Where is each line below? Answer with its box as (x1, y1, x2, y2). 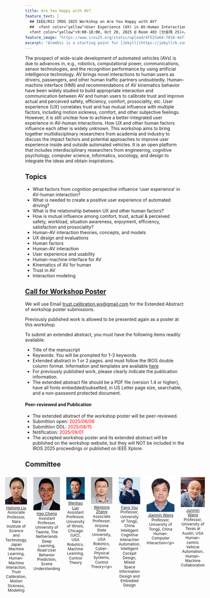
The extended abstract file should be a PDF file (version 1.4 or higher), (32, 379, 180, 385)
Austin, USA (182, 530, 204, 536)
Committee (25, 460, 61, 469)
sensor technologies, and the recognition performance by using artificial (25, 66, 176, 72)
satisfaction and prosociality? (32, 224, 94, 230)
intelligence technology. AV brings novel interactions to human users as (25, 71, 174, 77)
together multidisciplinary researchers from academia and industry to (25, 130, 170, 137)
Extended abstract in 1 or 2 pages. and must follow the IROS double (32, 357, 173, 363)
